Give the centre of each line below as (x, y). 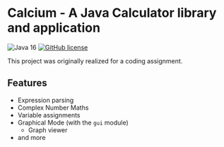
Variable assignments (49, 115)
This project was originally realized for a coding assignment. (95, 60)
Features (27, 83)
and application (54, 28)
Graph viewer (48, 130)
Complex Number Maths (53, 108)
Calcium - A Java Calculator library (112, 13)
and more (31, 137)
